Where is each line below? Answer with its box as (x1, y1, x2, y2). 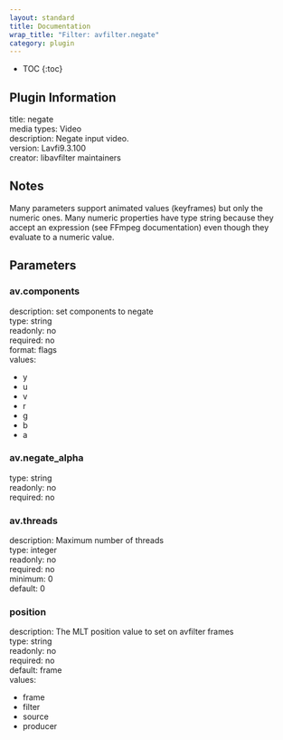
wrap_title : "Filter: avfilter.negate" (9, 30, 160, 39)
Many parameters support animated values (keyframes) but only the (9, 202, 264, 213)
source (22, 711, 50, 722)
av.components (9, 285, 80, 297)
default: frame (9, 665, 62, 676)
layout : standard (9, 13, 75, 23)
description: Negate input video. (9, 133, 129, 144)
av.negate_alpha (9, 452, 84, 464)
